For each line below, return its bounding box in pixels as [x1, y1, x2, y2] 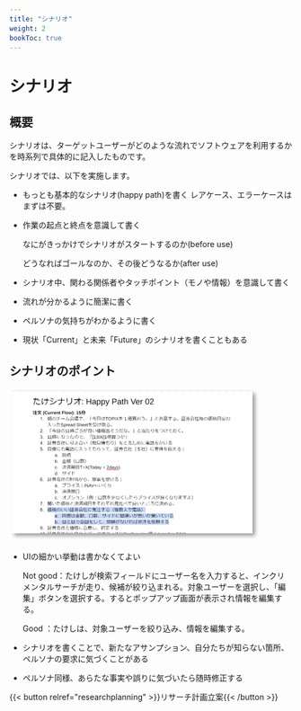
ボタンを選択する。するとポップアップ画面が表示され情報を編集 [38, 593, 275, 604]
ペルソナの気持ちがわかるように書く [22, 316, 157, 326]
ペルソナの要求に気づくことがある [22, 653, 149, 664]
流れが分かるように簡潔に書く [22, 297, 133, 307]
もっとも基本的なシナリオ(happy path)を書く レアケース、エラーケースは [22, 190, 292, 200]
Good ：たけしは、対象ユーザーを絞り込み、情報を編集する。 [22, 623, 250, 634]
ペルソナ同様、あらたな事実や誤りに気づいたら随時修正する [22, 672, 243, 683]
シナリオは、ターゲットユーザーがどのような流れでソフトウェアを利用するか [9, 140, 293, 151]
